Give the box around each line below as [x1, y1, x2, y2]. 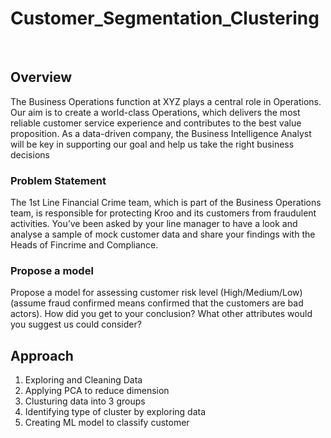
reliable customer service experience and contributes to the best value [10, 117, 302, 129]
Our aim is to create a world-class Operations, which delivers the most [10, 106, 301, 118]
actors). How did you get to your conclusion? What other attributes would [10, 308, 313, 320]
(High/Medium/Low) [219, 287, 303, 299]
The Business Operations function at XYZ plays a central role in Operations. [10, 95, 322, 107]
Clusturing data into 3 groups [24, 395, 146, 407]
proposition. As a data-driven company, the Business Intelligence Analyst [10, 127, 312, 139]
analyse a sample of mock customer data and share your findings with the [10, 228, 316, 241]
